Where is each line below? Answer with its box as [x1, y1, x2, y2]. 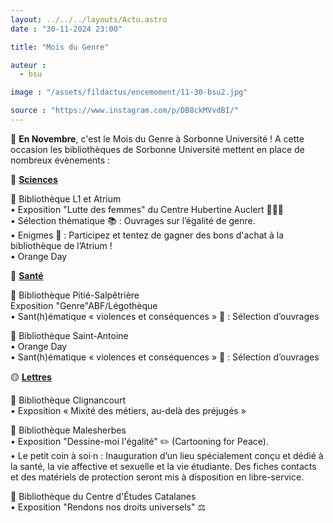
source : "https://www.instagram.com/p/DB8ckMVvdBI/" [10, 106, 240, 116]
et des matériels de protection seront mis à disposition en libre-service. [10, 471, 305, 483]
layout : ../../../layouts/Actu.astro [10, 14, 168, 25]
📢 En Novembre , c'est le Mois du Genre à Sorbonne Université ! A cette [10, 132, 305, 145]
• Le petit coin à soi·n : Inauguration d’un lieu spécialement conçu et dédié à [10, 449, 324, 461]
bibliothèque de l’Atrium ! [10, 239, 113, 251]
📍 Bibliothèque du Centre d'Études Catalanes [10, 490, 197, 502]
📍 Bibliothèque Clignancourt [10, 394, 127, 406]
